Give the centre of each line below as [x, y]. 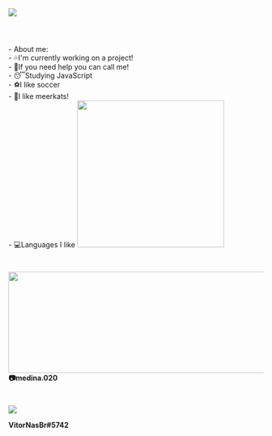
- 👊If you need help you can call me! [69, 67]
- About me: [28, 49]
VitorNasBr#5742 [38, 425]
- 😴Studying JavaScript [51, 75]
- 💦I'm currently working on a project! [71, 58]
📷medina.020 [33, 378]
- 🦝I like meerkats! [38, 96]
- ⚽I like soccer [34, 85]
